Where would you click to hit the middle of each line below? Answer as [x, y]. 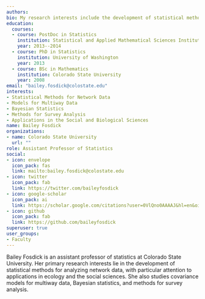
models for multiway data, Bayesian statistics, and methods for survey [95, 282]
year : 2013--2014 [39, 46]
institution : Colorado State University [69, 75]
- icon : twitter [27, 177]
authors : [17, 12]
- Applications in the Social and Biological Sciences [77, 120]
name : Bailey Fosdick [34, 126]
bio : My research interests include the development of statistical [95, 18]
